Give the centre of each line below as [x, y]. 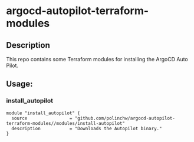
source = [42, 118]
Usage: [20, 84]
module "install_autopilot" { [43, 113]
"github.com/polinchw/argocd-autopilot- [125, 118]
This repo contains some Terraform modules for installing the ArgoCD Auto [97, 59]
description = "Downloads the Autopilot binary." [87, 128]
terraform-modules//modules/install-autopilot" [66, 123]
